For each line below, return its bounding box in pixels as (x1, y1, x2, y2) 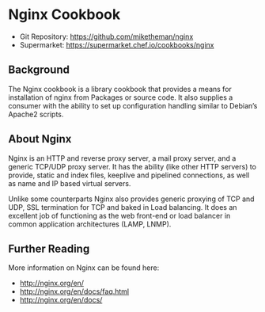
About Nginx (8, 132, 72, 146)
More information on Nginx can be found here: (8, 263, 160, 272)
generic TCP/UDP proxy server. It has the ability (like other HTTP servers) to (8, 162, 257, 171)
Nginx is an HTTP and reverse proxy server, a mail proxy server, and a (8, 153, 237, 163)
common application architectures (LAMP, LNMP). (8, 219, 172, 229)
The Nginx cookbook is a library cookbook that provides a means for (8, 84, 232, 93)
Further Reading (8, 242, 90, 255)
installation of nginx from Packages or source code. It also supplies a (8, 93, 233, 102)
